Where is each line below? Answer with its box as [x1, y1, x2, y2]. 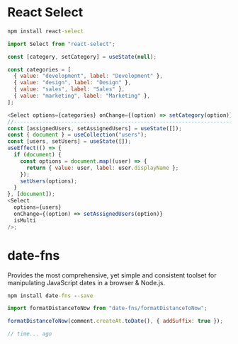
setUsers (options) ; [20, 178, 78, 185]
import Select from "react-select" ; [7, 40, 115, 47]
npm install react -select [7, 28, 84, 35]
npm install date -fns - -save [7, 292, 93, 299]
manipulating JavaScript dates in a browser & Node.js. [7, 278, 166, 287]
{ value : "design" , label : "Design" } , [13, 79, 132, 86]
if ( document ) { [13, 151, 62, 159]
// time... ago [7, 331, 52, 338]
